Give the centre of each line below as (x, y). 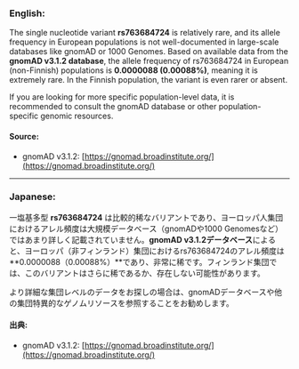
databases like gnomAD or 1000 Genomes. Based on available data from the (149, 52)
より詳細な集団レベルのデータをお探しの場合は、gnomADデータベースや (142, 292)
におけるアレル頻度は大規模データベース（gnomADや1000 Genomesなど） (146, 229)
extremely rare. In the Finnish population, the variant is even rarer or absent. (148, 80)
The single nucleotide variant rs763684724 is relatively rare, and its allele (145, 33)
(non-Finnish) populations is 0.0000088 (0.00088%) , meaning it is (133, 70)
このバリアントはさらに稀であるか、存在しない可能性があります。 (145, 273)
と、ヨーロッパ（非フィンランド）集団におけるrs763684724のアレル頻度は (147, 251)
